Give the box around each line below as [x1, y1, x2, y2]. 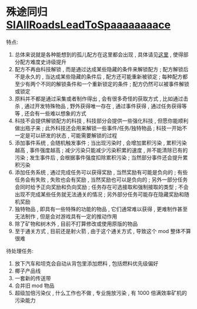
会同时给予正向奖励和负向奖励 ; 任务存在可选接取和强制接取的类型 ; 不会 [14, 183, 189, 190]
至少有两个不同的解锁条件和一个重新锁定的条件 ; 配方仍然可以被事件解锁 [14, 80, 189, 87]
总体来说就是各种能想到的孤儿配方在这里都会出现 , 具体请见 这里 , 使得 [14, 51, 183, 58]
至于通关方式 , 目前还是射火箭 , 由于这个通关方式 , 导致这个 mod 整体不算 [14, 227, 191, 234]
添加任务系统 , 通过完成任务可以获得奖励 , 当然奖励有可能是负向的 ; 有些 [14, 168, 188, 175]
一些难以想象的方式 [39, 109, 86, 117]
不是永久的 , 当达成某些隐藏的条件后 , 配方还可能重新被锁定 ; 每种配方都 [14, 73, 188, 80]
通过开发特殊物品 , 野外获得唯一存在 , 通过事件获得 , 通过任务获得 [24, 102, 182, 109]
